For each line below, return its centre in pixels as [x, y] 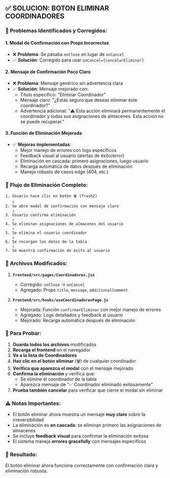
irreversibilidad [28, 420]
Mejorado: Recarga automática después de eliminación [78, 320]
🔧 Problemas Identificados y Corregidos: [56, 31]
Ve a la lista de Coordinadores [45, 355]
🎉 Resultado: [21, 455]
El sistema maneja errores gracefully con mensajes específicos [79, 441]
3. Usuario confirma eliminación [41, 215]
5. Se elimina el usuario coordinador [46, 233]
